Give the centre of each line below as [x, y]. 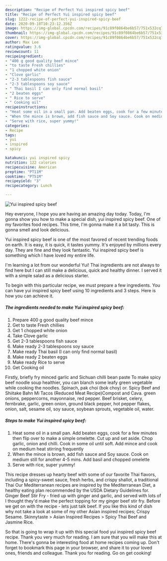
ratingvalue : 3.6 [23, 47]
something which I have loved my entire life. [50, 255]
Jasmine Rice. [19, 522]
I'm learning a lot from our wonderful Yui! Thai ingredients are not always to [83, 265]
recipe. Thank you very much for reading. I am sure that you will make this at [83, 537]
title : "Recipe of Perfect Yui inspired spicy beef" [61, 14]
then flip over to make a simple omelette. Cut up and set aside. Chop [83, 438]
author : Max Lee [22, 42]
